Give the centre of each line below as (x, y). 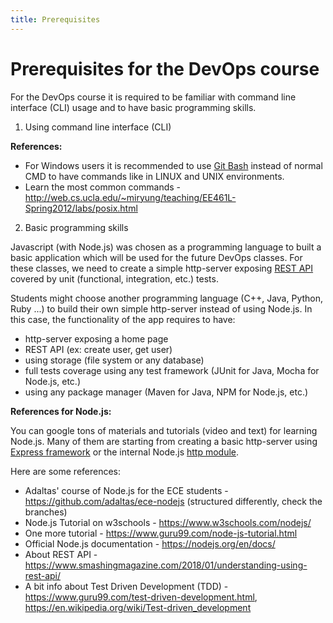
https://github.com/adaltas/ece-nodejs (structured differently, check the (173, 501)
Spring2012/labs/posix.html (81, 208)
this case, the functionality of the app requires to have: (123, 319)
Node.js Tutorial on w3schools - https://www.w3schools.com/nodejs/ (168, 522)
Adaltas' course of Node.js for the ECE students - (126, 490)
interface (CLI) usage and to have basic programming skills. (133, 107)
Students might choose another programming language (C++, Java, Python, (167, 298)
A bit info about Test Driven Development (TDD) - (126, 586)
